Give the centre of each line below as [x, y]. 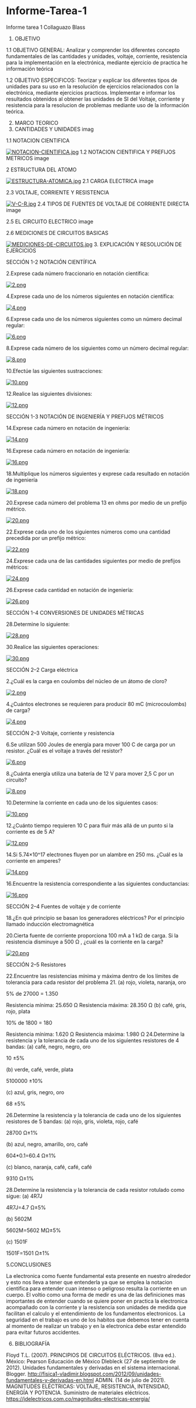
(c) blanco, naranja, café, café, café [49, 1167]
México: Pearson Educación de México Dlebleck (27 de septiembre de [91, 1361]
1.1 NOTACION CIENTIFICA [38, 140]
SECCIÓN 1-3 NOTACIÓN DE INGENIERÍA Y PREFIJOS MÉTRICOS [85, 416]
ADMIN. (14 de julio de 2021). [130, 1380]
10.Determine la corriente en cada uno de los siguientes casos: [82, 803]
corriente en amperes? [33, 860]
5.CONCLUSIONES [29, 1264]
